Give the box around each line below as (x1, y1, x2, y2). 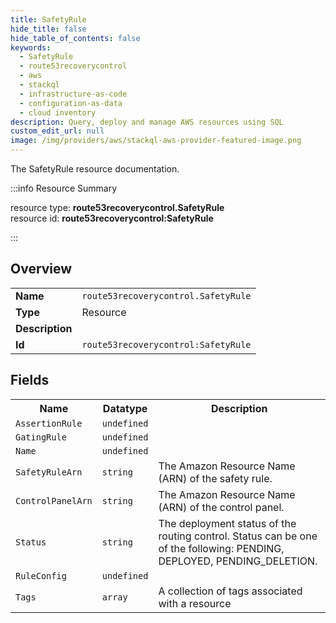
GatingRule (15, 431, 67, 443)
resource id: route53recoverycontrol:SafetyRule (10, 212, 214, 224)
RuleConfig (15, 570, 67, 581)
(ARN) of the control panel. (158, 500, 285, 514)
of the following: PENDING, (158, 541, 285, 555)
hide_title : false (10, 24, 87, 34)
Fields (10, 372, 50, 389)
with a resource (158, 596, 232, 610)
